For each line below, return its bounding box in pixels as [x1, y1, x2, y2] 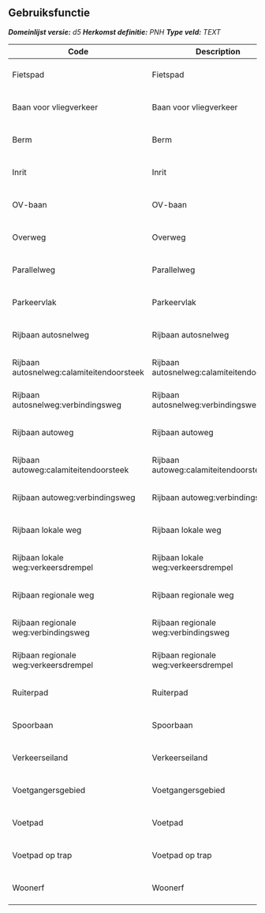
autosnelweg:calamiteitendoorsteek [12, 367, 144, 378]
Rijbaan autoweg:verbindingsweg [12, 492, 136, 503]
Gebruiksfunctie [8, 6, 91, 20]
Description [196, 46, 241, 57]
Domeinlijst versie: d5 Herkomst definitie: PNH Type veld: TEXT [8, 27, 221, 36]
